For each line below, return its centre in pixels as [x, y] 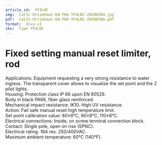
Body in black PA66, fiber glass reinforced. [50, 100]
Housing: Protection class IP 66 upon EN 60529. [56, 94]
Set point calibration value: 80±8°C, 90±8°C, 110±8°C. [62, 116]
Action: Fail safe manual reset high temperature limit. [60, 110]
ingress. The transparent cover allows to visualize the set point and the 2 [81, 84]
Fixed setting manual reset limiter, [78, 54]
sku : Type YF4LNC [25, 29]
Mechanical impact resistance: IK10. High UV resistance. [64, 105]
